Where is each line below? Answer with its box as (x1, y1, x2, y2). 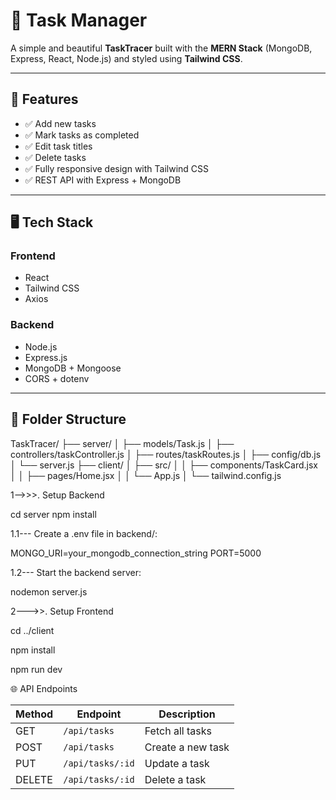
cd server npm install (10, 508, 97, 520)
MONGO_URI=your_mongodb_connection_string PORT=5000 (10, 547, 262, 559)
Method (15, 707, 54, 721)
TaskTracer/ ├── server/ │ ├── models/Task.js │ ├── (10, 437, 235, 449)
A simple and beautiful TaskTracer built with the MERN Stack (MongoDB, (10, 42, 313, 54)
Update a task (144, 756, 210, 770)
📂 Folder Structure (10, 411, 127, 428)
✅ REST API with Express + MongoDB (24, 174, 182, 186)
